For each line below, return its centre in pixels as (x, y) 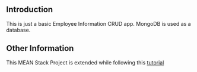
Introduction (30, 10)
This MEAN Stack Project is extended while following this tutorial (85, 62)
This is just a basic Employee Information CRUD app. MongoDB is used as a (99, 23)
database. (18, 30)
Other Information (40, 48)
